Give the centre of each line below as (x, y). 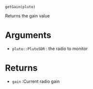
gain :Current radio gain (36, 81)
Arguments (28, 35)
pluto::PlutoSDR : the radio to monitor (50, 49)
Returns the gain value (27, 16)
